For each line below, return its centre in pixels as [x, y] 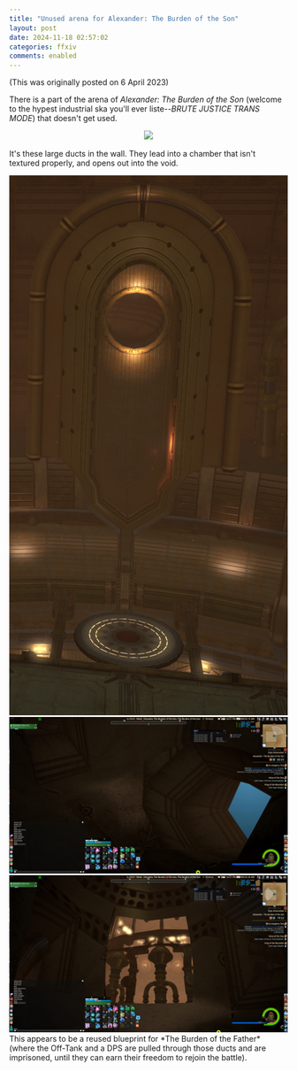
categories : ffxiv [43, 47]
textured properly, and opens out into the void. [94, 163]
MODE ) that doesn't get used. [63, 119]
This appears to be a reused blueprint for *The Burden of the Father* [135, 1038]
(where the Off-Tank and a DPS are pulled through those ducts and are [138, 1048]
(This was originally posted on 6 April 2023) [89, 82]
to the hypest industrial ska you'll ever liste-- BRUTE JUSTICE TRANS [135, 109]
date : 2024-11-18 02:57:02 [59, 37]
